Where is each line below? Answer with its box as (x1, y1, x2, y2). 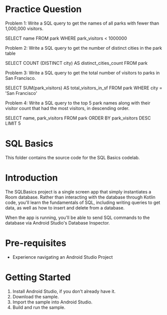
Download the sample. (12, 293, 59, 299)
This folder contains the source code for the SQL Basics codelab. (5, 154, 140, 160)
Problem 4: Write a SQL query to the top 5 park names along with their (5, 99, 150, 106)
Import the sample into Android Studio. (12, 299, 93, 305)
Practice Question (5, 4, 82, 15)
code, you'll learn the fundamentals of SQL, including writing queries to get (5, 199, 160, 205)
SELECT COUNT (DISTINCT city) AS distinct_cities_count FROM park (5, 60, 148, 66)
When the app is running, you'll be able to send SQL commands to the (5, 215, 150, 221)
